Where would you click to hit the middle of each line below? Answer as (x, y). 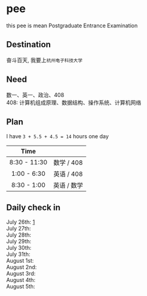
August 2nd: (22, 267)
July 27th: (19, 229)
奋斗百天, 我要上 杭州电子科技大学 (44, 60)
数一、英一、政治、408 (35, 95)
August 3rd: (21, 274)
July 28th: (19, 235)
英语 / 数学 (68, 186)
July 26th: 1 (21, 222)
